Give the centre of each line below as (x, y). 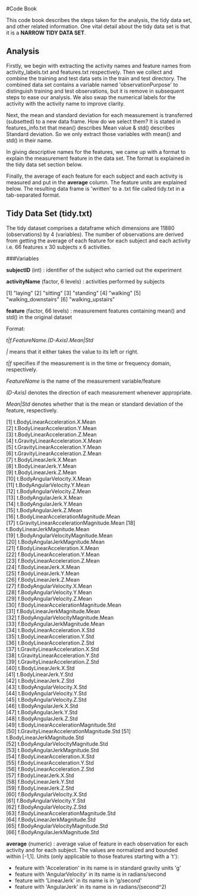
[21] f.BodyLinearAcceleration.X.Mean (53, 548)
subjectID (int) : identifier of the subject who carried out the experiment (94, 270)
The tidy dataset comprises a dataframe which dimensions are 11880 (90, 228)
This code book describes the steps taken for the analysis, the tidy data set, (99, 20)
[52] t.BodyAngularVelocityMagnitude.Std (57, 744)
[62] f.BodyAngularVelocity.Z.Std (46, 807)
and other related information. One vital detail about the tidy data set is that (98, 26)
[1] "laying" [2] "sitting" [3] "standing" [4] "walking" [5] (73, 293)
